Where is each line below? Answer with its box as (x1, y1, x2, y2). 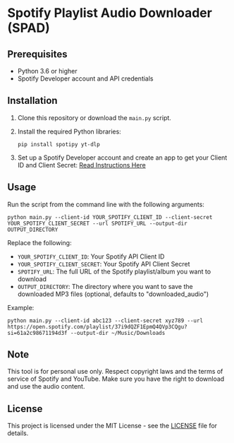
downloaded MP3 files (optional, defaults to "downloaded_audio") (17, 290, 209, 298)
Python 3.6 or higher (17, 67, 78, 75)
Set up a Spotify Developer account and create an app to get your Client (17, 153, 228, 162)
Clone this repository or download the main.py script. (17, 113, 171, 122)
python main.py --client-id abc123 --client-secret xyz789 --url (7, 317, 203, 324)
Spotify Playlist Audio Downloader (7, 5, 213, 21)
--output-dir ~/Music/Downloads (70, 329, 166, 336)
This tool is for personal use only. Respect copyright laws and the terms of (7, 367, 223, 376)
